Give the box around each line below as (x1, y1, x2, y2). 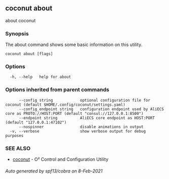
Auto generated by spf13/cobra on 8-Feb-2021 (5, 168, 103, 174)
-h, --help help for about (10, 74, 71, 80)
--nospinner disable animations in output (18, 124, 144, 129)
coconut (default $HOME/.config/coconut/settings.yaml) (5, 102, 125, 107)
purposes (5, 133, 24, 138)
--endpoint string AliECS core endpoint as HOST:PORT (18, 115, 155, 120)
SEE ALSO (5, 145, 31, 152)
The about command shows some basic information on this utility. (5, 41, 143, 48)
